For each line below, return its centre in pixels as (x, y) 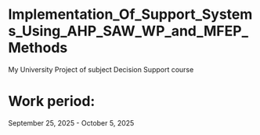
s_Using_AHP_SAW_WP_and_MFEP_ (128, 31)
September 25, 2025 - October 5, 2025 (71, 122)
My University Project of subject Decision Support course (101, 69)
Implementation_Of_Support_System (130, 15)
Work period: (52, 102)
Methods (38, 48)
